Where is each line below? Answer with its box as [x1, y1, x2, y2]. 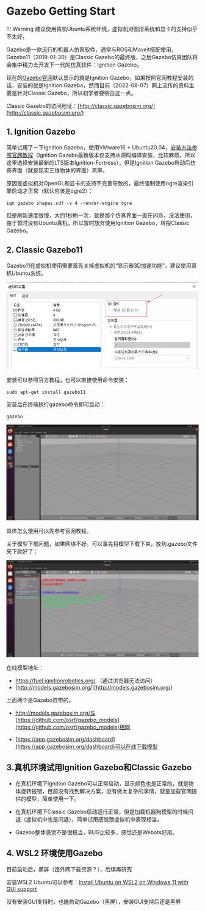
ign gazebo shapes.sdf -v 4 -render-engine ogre [6, 200, 132, 206]
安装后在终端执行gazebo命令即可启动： [6, 401, 106, 408]
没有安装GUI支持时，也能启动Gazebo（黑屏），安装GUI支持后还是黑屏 [6, 898, 181, 905]
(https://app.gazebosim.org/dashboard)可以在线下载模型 [15, 743, 158, 750]
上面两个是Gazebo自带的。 [6, 696, 74, 704]
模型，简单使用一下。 [26, 795, 80, 802]
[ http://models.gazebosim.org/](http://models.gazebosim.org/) [15, 684, 173, 691]
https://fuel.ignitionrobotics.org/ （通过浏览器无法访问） [15, 677, 156, 684]
